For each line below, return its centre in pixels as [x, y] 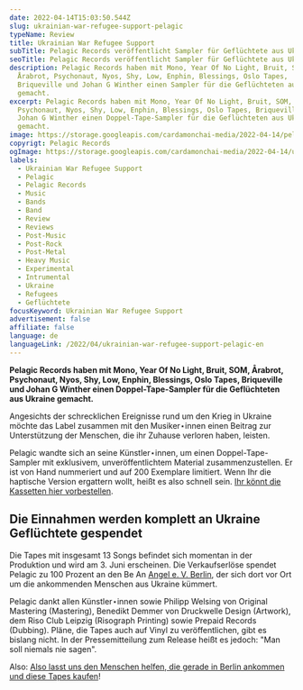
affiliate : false [42, 328]
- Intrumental [44, 277]
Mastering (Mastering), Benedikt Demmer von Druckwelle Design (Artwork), [150, 611]
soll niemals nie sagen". [53, 649]
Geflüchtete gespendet [76, 534]
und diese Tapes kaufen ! [55, 676]
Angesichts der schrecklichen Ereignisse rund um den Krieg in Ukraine [141, 416]
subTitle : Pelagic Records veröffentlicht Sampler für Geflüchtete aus [147, 51]
